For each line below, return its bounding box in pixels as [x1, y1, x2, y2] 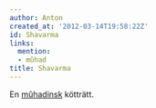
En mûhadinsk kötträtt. [9, 88, 94, 100]
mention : [17, 47, 51, 56]
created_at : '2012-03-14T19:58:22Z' [9, 22, 149, 31]
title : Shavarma [9, 64, 71, 74]
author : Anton [9, 13, 64, 23]
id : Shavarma [9, 30, 59, 39]
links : [9, 38, 35, 48]
